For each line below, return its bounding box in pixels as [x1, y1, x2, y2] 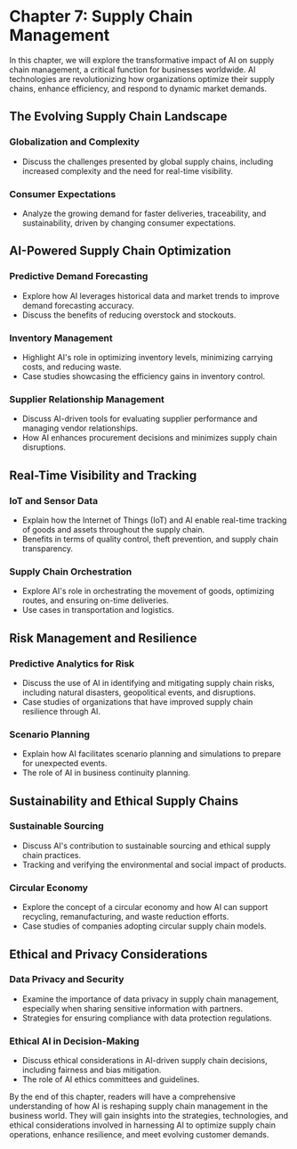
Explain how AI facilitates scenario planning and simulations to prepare [21, 748, 282, 759]
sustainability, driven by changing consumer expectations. [21, 217, 237, 228]
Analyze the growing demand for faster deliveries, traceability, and [21, 208, 267, 219]
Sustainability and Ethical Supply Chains [9, 793, 238, 808]
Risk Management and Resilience [9, 631, 197, 646]
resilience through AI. [21, 706, 100, 716]
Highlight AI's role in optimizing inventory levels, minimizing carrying [21, 351, 273, 362]
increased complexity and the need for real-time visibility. [21, 165, 234, 176]
